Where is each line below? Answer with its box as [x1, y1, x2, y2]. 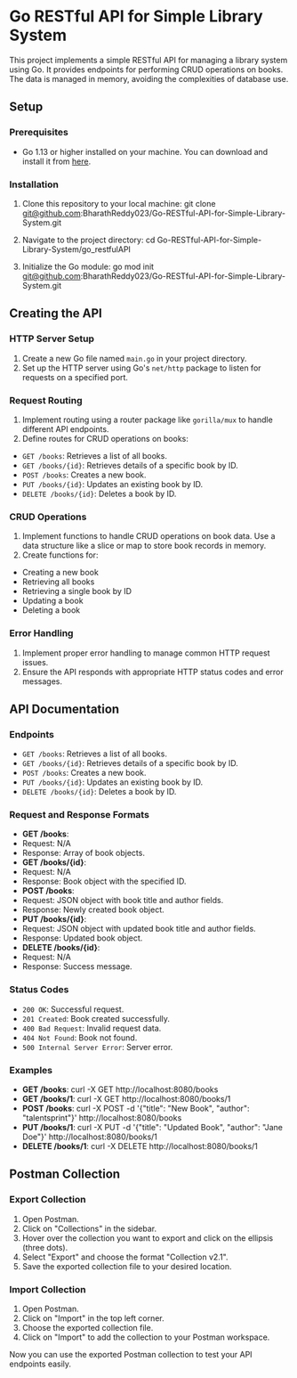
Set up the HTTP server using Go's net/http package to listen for [21, 363, 261, 373]
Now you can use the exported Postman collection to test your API [9, 1349, 253, 1360]
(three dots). [21, 1242, 68, 1252]
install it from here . [21, 156, 92, 167]
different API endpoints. [21, 423, 109, 434]
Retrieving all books [21, 576, 95, 587]
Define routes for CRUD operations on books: [21, 433, 189, 444]
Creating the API [9, 306, 102, 322]
